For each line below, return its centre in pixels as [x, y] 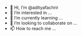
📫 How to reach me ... [33, 28]
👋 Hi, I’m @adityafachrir [34, 8]
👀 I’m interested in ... [31, 13]
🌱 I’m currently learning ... [36, 18]
